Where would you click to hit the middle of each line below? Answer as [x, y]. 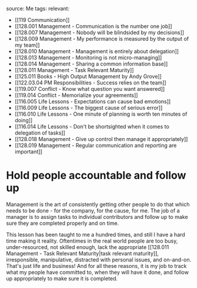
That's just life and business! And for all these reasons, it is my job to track [96, 266]
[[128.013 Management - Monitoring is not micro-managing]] [88, 58]
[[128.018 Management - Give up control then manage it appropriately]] [101, 139]
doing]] [24, 120]
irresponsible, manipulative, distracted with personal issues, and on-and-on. [99, 260]
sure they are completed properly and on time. [63, 223]
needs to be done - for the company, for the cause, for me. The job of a [93, 210]
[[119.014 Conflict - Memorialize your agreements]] [76, 95]
